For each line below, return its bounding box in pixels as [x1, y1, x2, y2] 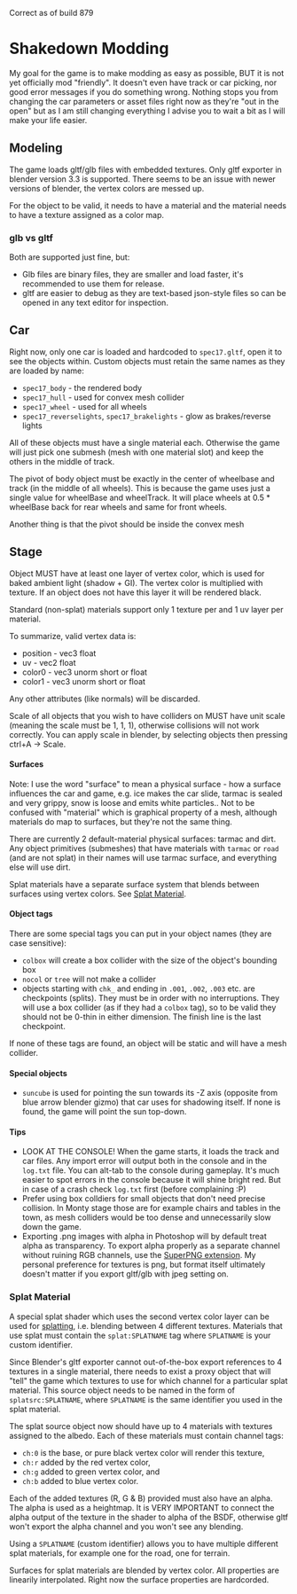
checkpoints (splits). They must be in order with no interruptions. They [21, 993, 280, 1004]
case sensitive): [9, 938, 66, 949]
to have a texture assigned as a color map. [9, 209, 165, 220]
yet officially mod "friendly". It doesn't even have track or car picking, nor [9, 77, 277, 88]
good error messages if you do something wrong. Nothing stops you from [9, 86, 279, 97]
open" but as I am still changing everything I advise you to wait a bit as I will [9, 105, 285, 116]
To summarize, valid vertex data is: [9, 630, 137, 641]
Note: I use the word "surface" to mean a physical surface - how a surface [9, 778, 282, 789]
